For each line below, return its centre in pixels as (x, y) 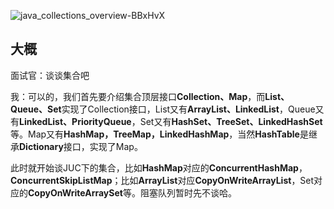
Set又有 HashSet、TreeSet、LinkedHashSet (231, 121)
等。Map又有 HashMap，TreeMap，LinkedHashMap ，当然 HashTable (155, 134)
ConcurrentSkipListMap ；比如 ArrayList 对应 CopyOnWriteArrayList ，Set (162, 180)
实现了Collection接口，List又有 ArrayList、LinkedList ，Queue (188, 109)
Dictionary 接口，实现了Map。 (81, 146)
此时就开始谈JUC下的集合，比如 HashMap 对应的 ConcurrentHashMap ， (159, 167)
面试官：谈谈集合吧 (50, 75)
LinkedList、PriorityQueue (75, 121)
